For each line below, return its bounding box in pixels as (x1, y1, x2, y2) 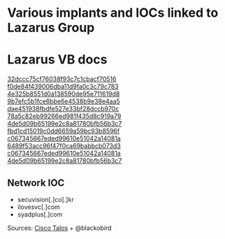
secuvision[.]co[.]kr (17, 195, 75, 203)
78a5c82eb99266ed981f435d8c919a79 (7, 112, 122, 120)
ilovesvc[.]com (17, 203, 61, 211)
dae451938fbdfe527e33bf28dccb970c (7, 105, 119, 113)
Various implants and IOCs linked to (7, 5, 219, 21)
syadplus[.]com (17, 210, 63, 218)
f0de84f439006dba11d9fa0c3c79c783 (7, 82, 119, 91)
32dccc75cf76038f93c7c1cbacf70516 (7, 75, 117, 83)
